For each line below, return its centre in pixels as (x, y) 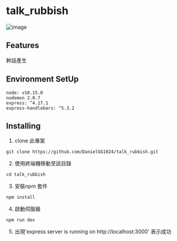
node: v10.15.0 (25, 93)
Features (23, 45)
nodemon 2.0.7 (23, 98)
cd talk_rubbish (26, 175)
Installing (23, 126)
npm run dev (21, 220)
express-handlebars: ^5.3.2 (40, 108)
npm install (21, 198)
